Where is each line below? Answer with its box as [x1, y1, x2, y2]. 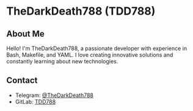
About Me [6, 29, 45, 39]
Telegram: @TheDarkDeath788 [15, 91, 93, 99]
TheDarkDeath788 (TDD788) [6, 4, 156, 18]
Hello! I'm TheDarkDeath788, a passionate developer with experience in [6, 45, 188, 52]
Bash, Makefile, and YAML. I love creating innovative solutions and [6, 51, 173, 59]
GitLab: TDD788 [15, 98, 56, 105]
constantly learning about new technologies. [6, 58, 118, 65]
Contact [6, 75, 38, 86]
